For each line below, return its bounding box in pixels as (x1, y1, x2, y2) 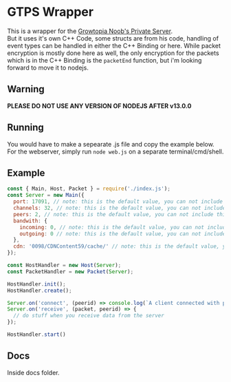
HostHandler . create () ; (7, 287, 72, 294)
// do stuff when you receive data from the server (13, 312, 165, 319)
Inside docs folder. (7, 368, 60, 376)
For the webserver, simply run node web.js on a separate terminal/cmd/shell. (7, 147, 224, 156)
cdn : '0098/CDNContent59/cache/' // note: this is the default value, (13, 243, 220, 250)
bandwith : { (13, 217, 48, 224)
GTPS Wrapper (7, 4, 94, 20)
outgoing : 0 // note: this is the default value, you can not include (19, 230, 226, 237)
